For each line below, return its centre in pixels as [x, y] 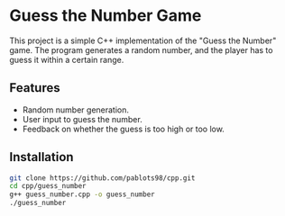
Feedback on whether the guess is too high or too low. [124, 129]
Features [35, 88]
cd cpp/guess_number [48, 186]
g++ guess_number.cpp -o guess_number [82, 194]
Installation [41, 157]
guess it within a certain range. [67, 59]
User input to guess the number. [82, 119]
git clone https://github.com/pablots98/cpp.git [102, 178]
